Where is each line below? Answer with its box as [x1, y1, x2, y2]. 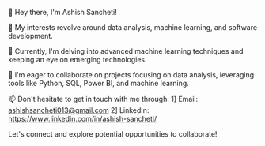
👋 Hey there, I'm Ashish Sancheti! [8, 8, 117, 17]
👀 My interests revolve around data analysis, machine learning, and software [8, 23, 258, 32]
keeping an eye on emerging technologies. [8, 55, 147, 64]
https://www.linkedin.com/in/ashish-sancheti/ [8, 114, 157, 123]
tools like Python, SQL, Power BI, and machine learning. [8, 79, 190, 88]
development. [8, 32, 53, 40]
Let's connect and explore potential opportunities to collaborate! [8, 129, 218, 138]
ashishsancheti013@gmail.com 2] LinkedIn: [8, 106, 150, 114]
